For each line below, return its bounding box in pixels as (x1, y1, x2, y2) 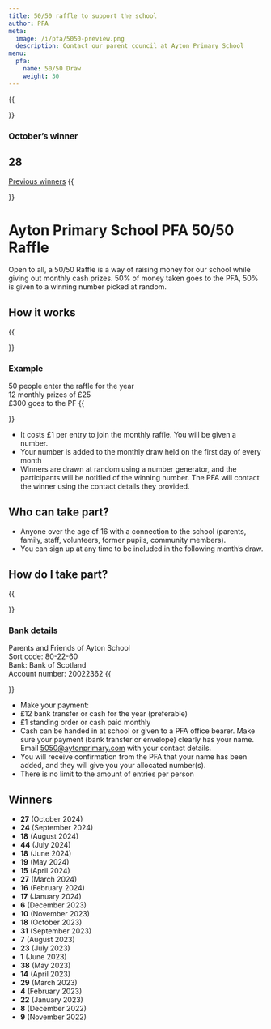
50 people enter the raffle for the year (8, 382, 135, 391)
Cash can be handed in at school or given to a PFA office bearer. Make (19, 726, 256, 736)
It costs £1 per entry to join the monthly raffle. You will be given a (19, 430, 236, 440)
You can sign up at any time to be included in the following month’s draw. (19, 544, 264, 553)
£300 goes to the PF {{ (8, 399, 85, 408)
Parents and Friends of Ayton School (8, 643, 131, 653)
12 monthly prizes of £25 (8, 390, 91, 399)
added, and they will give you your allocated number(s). (19, 761, 206, 771)
